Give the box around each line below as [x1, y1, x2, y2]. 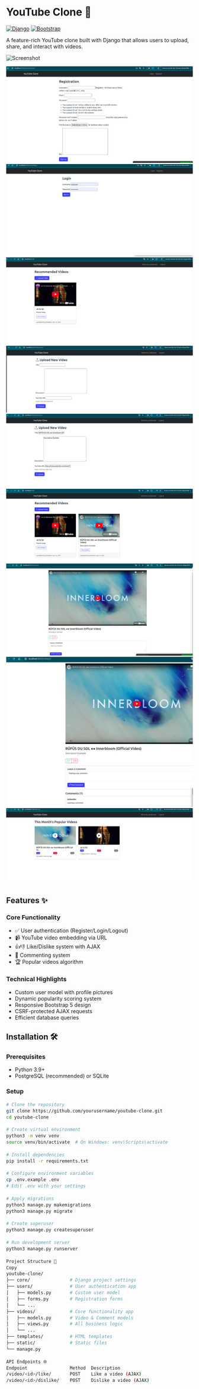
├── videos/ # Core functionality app [6, 1308, 134, 1315]
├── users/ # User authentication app [6, 1284, 136, 1290]
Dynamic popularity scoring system [14, 995, 102, 1002]
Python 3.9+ [14, 1066, 46, 1073]
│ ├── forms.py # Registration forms [6, 1296, 123, 1302]
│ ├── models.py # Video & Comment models [6, 1315, 134, 1321]
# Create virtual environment [6, 1127, 81, 1133]
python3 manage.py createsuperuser [6, 1227, 94, 1233]
